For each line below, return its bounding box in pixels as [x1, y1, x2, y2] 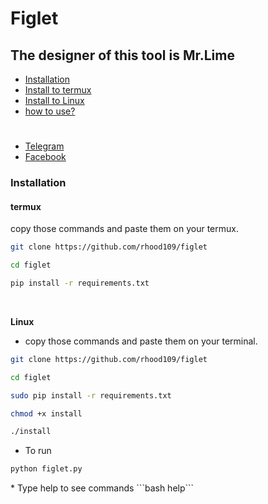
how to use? [24, 105, 76, 117]
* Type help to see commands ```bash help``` [10, 482, 195, 494]
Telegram [24, 140, 65, 152]
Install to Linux [24, 95, 85, 106]
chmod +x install [10, 408, 83, 419]
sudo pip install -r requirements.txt [10, 390, 172, 401]
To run [24, 445, 52, 457]
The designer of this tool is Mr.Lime [10, 47, 235, 64]
